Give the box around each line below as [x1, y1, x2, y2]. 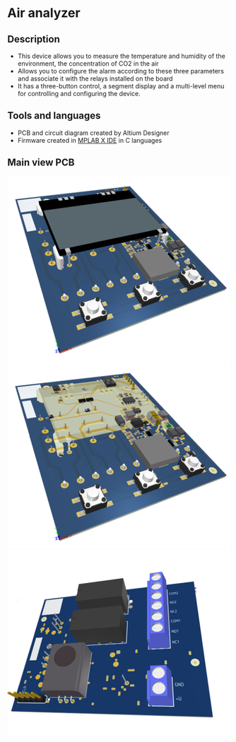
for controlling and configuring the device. [17, 90, 141, 98]
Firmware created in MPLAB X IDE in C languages [17, 136, 163, 144]
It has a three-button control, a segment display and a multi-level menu [17, 82, 225, 90]
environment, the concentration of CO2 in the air [17, 59, 159, 68]
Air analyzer [7, 5, 81, 21]
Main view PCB [7, 157, 75, 169]
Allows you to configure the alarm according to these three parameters [17, 67, 225, 75]
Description [7, 33, 60, 45]
